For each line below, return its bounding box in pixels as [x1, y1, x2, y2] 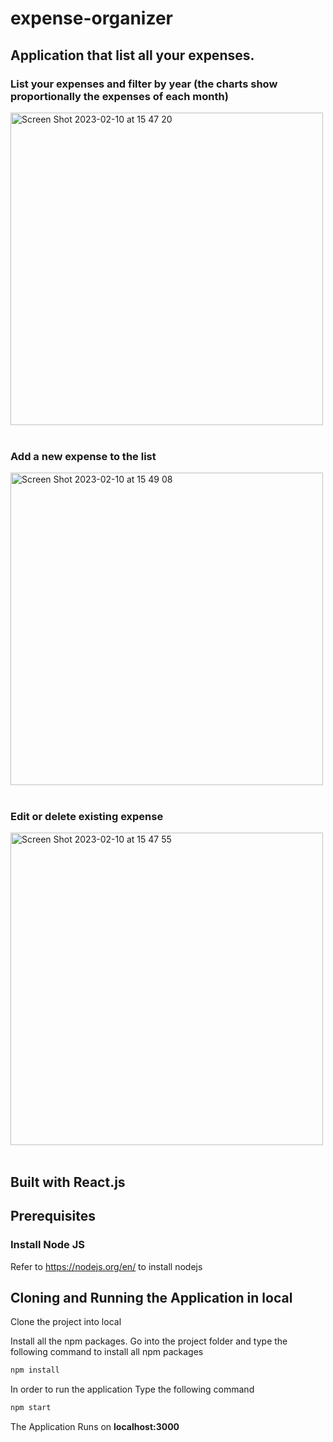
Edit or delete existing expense [10, 810, 164, 824]
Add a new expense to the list [10, 449, 157, 463]
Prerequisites [10, 1208, 96, 1225]
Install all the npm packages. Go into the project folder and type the [10, 1335, 288, 1347]
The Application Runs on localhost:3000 [10, 1421, 180, 1433]
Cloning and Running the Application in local [10, 1289, 293, 1306]
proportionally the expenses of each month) [10, 89, 229, 103]
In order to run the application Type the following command [10, 1383, 255, 1396]
